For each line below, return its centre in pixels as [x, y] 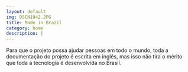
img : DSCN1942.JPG [29, 17]
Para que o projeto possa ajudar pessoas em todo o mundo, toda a [87, 50]
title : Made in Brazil [34, 22]
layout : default [26, 12]
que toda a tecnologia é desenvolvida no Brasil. [64, 63]
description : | [25, 34]
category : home [25, 28]
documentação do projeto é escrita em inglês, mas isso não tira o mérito [94, 57]
